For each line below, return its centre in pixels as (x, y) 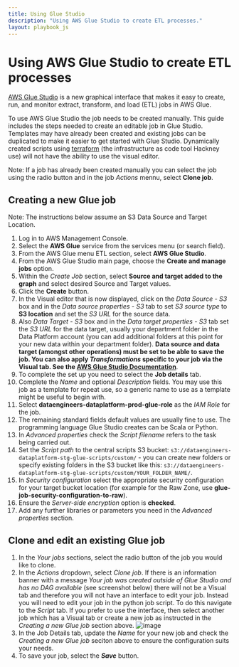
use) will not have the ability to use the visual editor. (84, 156)
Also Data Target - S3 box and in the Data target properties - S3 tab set (123, 321)
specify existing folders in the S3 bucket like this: (90, 465)
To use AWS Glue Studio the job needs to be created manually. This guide (116, 119)
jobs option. (36, 269)
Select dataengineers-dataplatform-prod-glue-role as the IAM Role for (124, 405)
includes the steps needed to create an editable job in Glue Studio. (106, 126)
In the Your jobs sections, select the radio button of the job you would (120, 557)
